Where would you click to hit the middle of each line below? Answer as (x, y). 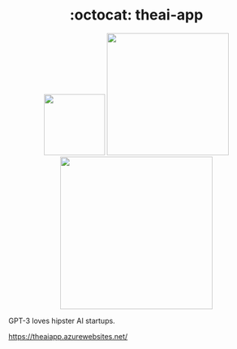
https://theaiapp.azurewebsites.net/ (68, 336)
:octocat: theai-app (136, 15)
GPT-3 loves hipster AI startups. (62, 321)
